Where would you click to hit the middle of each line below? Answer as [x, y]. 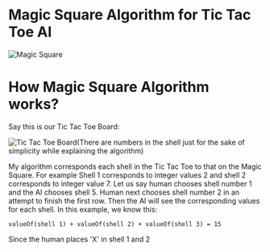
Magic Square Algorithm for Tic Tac [130, 15]
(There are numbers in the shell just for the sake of [160, 142]
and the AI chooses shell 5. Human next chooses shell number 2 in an [124, 192]
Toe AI [30, 32]
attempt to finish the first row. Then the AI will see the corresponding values [134, 200]
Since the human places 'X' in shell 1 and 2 [79, 239]
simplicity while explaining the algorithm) [76, 150]
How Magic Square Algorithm [109, 87]
